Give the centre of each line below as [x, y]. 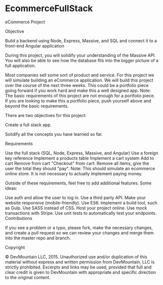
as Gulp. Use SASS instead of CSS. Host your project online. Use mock [76, 208]
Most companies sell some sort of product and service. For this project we [80, 75]
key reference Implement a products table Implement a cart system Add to [80, 158]
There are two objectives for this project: [46, 115]
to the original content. [28, 277]
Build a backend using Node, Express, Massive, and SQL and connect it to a [81, 41]
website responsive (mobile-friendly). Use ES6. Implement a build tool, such [81, 202]
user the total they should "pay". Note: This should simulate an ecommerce [80, 168]
